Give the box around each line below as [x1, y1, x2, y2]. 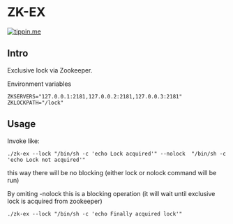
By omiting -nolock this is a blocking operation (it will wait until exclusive [7, 189, 216, 197]
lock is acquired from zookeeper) [7, 197, 103, 205]
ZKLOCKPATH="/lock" [7, 99, 64, 106]
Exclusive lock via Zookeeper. [7, 66, 93, 74]
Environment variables [7, 80, 72, 88]
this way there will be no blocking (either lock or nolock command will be [7, 168, 217, 177]
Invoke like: [7, 137, 40, 145]
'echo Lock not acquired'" [7, 156, 86, 163]
